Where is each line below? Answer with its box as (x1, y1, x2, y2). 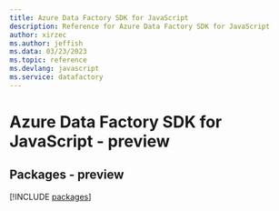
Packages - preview (9, 167, 125, 183)
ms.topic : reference (9, 55, 88, 65)
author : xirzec (9, 30, 67, 39)
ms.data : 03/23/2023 (9, 47, 88, 56)
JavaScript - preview (9, 131, 171, 151)
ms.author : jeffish (9, 38, 84, 48)
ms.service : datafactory (9, 73, 104, 82)
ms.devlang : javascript (9, 65, 100, 74)
